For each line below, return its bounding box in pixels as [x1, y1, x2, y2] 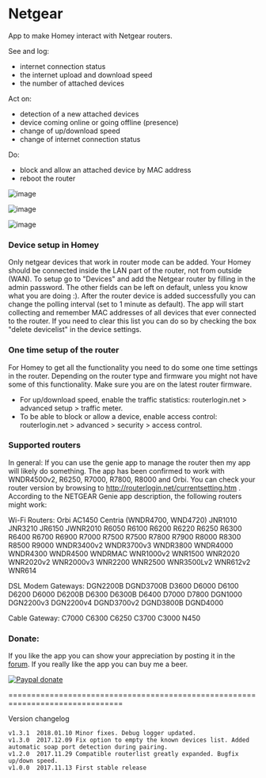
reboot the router [19, 174, 76, 183]
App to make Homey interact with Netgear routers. [8, 31, 173, 40]
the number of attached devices [19, 78, 125, 88]
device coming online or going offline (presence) [19, 117, 180, 127]
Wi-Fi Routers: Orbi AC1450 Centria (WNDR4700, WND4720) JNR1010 [8, 515, 237, 524]
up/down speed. [8, 757, 59, 765]
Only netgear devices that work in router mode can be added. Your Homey [8, 257, 252, 267]
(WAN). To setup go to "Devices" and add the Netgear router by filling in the [8, 274, 256, 284]
